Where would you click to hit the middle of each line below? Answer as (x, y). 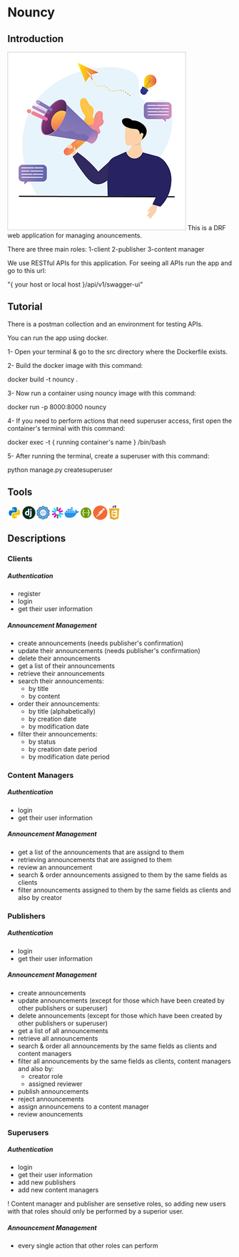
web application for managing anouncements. (75, 235)
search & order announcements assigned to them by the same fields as (122, 875)
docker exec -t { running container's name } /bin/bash (87, 442)
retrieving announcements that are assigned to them (95, 859)
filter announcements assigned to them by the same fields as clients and (124, 890)
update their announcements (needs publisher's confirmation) (109, 650)
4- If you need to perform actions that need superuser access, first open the (120, 421)
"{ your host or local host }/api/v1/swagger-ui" (75, 284)
